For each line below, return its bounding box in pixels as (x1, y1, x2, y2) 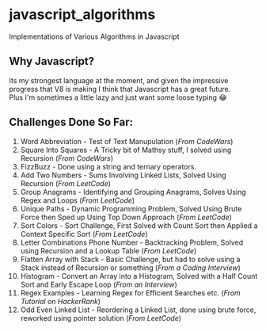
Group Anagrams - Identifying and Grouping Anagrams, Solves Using (20, 187, 246, 196)
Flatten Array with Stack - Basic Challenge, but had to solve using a (20, 254, 241, 264)
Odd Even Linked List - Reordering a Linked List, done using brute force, (20, 305, 256, 314)
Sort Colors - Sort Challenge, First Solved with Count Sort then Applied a (20, 220, 258, 230)
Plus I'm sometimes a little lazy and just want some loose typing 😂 (9, 93, 228, 102)
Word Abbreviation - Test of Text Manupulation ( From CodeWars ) (20, 136, 234, 146)
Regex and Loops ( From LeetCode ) (20, 196, 135, 205)
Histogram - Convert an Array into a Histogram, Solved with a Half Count (20, 271, 258, 280)
